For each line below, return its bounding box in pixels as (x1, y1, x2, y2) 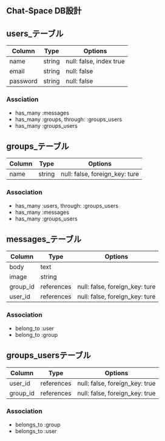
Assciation (6, 95, 39, 104)
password (9, 77, 38, 85)
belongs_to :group (15, 421, 61, 428)
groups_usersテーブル (6, 350, 91, 361)
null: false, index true (66, 57, 126, 66)
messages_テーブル (6, 234, 82, 244)
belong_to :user (15, 325, 55, 332)
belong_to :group (15, 331, 58, 338)
